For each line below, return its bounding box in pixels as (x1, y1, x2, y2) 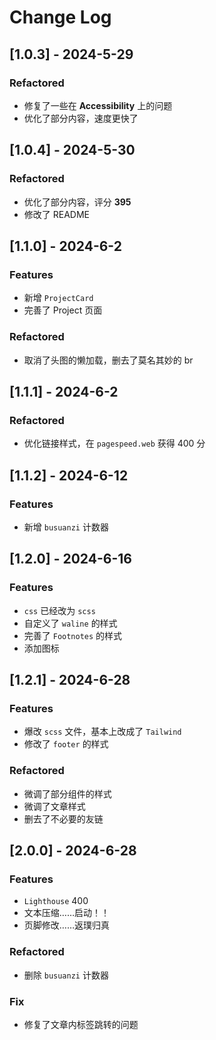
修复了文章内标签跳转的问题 (23, 1018, 139, 1030)
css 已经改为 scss (23, 604, 96, 616)
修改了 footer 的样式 (23, 738, 109, 750)
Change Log (9, 6, 112, 29)
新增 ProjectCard (23, 292, 94, 304)
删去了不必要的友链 (23, 812, 104, 825)
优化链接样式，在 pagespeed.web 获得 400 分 (23, 437, 206, 450)
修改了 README (23, 208, 90, 220)
